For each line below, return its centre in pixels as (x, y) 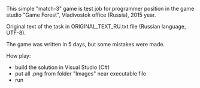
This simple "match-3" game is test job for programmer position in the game (100, 9)
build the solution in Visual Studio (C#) (62, 67)
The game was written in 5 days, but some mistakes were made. (86, 44)
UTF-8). (16, 33)
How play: (19, 56)
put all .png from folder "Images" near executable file (81, 73)
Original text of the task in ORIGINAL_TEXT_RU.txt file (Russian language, (96, 26)
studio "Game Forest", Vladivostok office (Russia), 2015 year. (81, 15)
